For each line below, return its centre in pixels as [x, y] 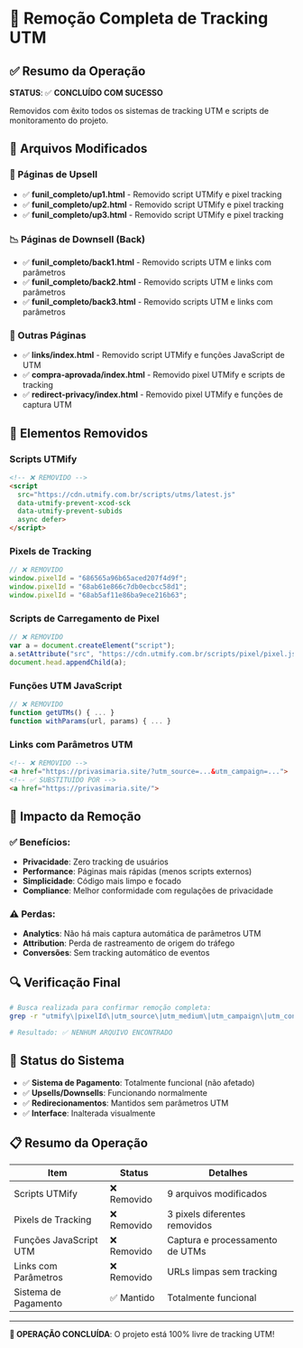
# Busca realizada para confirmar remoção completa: [110, 1008]
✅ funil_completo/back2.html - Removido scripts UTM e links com [147, 282]
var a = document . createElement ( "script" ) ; [92, 646]
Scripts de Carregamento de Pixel [84, 618]
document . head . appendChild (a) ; [68, 662]
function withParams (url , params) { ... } [90, 721]
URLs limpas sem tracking [222, 1272]
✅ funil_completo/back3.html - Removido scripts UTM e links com [147, 301]
